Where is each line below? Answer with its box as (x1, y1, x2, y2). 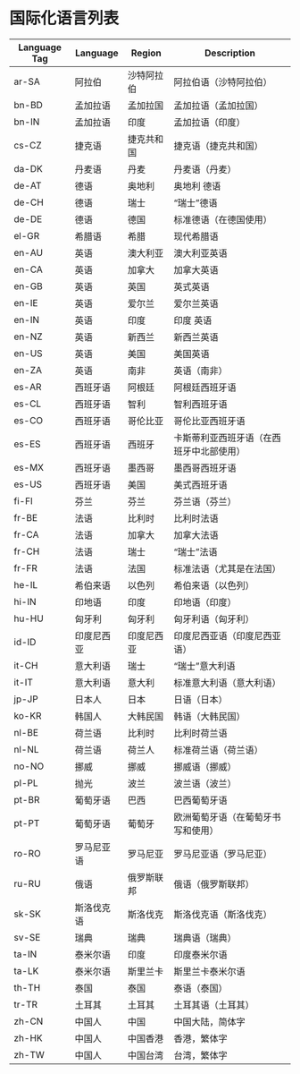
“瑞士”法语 (173, 545, 218, 558)
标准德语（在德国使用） (173, 213, 272, 226)
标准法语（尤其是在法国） (173, 562, 281, 575)
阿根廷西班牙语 (173, 381, 237, 394)
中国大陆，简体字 (173, 1015, 246, 1027)
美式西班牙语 (173, 478, 228, 490)
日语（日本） (173, 693, 228, 705)
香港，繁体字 (173, 1032, 228, 1044)
